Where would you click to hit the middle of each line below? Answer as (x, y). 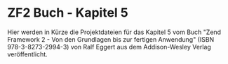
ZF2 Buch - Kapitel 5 (68, 13)
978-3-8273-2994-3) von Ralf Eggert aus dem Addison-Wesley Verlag (109, 47)
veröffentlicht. (27, 54)
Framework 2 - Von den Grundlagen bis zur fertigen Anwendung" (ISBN (111, 39)
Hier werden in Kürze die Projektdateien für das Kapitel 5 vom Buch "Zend (114, 32)
